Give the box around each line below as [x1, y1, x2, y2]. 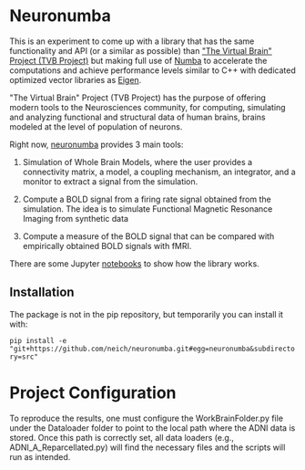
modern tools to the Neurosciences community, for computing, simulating [9, 101, 286, 112]
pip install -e [9, 336, 67, 345]
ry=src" [9, 352, 39, 361]
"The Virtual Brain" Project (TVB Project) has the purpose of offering [9, 92, 267, 103]
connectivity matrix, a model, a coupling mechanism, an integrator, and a [22, 166, 296, 177]
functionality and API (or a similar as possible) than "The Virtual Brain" [9, 45, 273, 56]
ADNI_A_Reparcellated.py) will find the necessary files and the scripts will [9, 442, 286, 453]
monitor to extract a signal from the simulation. [22, 175, 198, 187]
